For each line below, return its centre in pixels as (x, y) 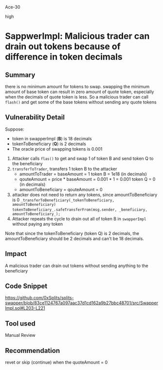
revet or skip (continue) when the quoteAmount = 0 (56, 362)
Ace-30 (13, 7)
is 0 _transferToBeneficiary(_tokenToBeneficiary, (63, 200)
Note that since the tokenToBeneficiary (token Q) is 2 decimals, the (72, 233)
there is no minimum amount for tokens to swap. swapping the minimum (77, 87)
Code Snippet (26, 286)
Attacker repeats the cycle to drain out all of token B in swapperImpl (79, 218)
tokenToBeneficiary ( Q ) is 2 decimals (49, 144)
